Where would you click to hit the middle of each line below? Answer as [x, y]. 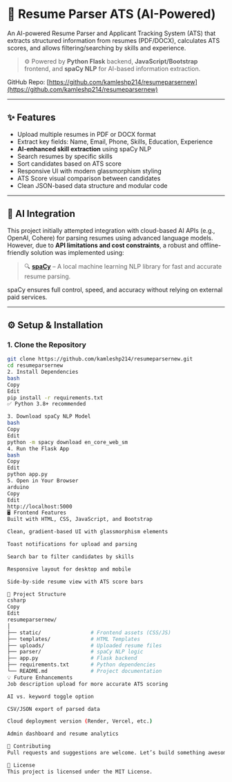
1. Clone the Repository [47, 345]
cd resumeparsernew [35, 365]
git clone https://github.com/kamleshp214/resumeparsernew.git [100, 359]
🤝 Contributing [29, 746]
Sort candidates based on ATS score [69, 163]
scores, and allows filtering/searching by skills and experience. [97, 48]
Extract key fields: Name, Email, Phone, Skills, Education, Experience [115, 142]
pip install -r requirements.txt [55, 398]
